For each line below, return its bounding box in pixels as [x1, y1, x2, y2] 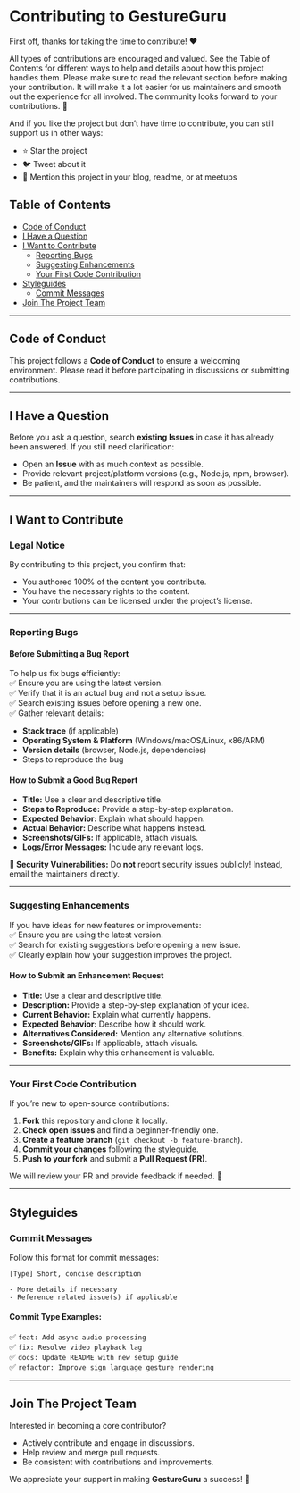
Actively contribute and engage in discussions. [21, 1437, 195, 1448]
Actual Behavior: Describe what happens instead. [21, 823, 207, 834]
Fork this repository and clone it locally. [21, 1115, 168, 1127]
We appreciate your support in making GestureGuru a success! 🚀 [9, 1473, 250, 1484]
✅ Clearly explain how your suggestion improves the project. [9, 949, 233, 960]
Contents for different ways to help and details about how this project [9, 63, 265, 73]
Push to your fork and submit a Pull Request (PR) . [21, 1153, 208, 1164]
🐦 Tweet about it [21, 158, 87, 169]
